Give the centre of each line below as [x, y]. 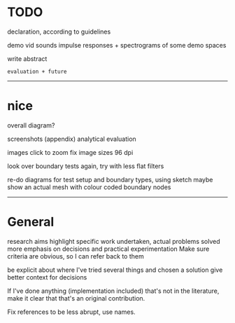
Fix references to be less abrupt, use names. [71, 312]
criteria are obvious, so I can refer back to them [76, 256]
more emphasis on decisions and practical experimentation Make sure [108, 249]
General [31, 222]
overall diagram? [31, 125]
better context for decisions [47, 277]
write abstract [27, 59]
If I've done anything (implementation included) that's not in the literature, [113, 291]
